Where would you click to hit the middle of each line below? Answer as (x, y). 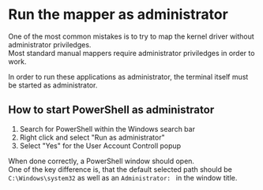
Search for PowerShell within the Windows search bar (107, 129)
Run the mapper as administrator (118, 15)
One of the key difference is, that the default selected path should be (120, 169)
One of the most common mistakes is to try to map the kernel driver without (131, 36)
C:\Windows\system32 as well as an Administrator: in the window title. (123, 177)
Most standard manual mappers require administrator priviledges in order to (131, 53)
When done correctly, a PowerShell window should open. (101, 161)
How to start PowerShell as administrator (111, 110)
